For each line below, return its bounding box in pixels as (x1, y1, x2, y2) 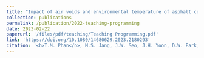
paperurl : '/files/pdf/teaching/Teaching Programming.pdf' (6, 31, 159, 37)
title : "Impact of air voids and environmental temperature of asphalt (6, 8, 191, 15)
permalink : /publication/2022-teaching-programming (6, 20, 140, 26)
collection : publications (6, 14, 72, 21)
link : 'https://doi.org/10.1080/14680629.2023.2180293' (6, 37, 151, 43)
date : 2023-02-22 (6, 25, 50, 32)
